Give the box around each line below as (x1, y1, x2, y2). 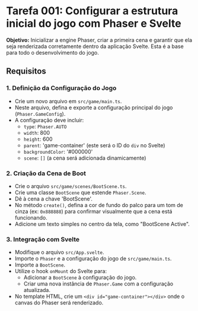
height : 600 (23, 135, 53, 142)
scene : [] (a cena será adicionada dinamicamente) (23, 154, 146, 161)
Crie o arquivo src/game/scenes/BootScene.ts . (14, 182, 127, 189)
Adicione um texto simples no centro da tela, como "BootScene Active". (14, 220, 190, 227)
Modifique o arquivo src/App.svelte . (14, 249, 105, 256)
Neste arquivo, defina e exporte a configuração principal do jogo (14, 104, 173, 111)
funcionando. (14, 214, 47, 221)
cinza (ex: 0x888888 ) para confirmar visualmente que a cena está (14, 208, 173, 215)
